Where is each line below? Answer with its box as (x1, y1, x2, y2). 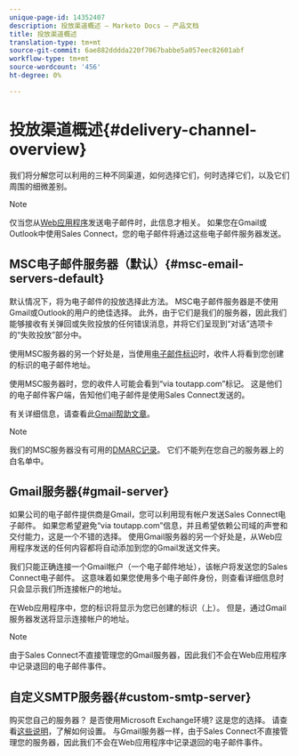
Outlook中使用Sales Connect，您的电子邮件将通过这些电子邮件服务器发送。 (9, 228, 286, 238)
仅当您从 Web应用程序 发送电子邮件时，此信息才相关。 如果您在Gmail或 (9, 217, 268, 228)
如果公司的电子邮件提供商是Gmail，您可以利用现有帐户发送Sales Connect (9, 509, 278, 520)
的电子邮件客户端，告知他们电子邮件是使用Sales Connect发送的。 (9, 389, 250, 400)
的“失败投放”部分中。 (9, 329, 87, 340)
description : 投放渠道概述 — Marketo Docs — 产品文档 (9, 21, 199, 30)
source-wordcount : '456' (9, 63, 101, 72)
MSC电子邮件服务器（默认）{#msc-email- (9, 257, 245, 272)
